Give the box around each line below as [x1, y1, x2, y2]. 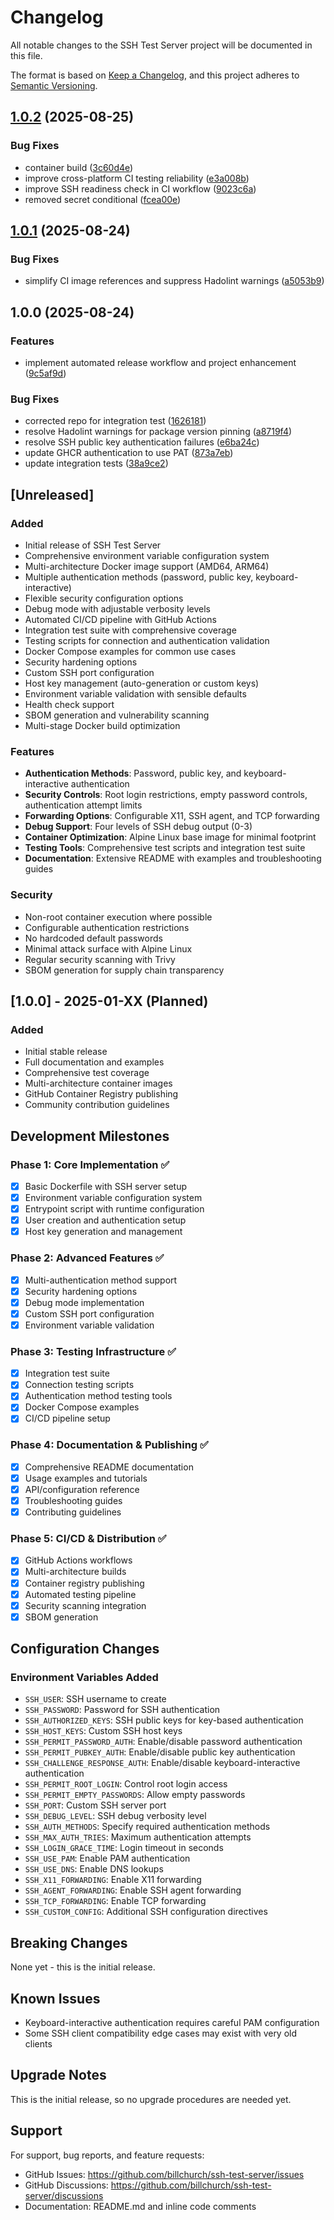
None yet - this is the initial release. [10, 1961, 156, 1973]
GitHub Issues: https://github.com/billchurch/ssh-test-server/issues [24, 2168, 305, 2180]
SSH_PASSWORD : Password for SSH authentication [24, 1704, 221, 1716]
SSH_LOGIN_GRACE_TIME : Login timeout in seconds [24, 1842, 224, 1854]
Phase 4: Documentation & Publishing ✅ [10, 1438, 209, 1452]
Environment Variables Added [10, 1671, 159, 1685]
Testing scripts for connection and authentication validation [24, 634, 270, 646]
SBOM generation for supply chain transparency [24, 964, 225, 976]
